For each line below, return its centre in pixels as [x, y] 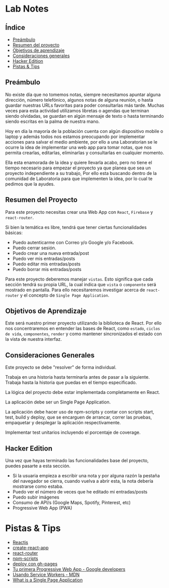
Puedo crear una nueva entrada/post [51, 253]
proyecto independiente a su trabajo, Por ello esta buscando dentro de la [81, 173]
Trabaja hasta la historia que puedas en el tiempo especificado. [71, 383]
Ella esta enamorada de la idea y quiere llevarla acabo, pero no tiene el [79, 162]
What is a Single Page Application [48, 580]
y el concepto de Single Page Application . [65, 295]
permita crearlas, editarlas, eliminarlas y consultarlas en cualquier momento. [85, 153]
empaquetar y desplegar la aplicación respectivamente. [63, 423]
